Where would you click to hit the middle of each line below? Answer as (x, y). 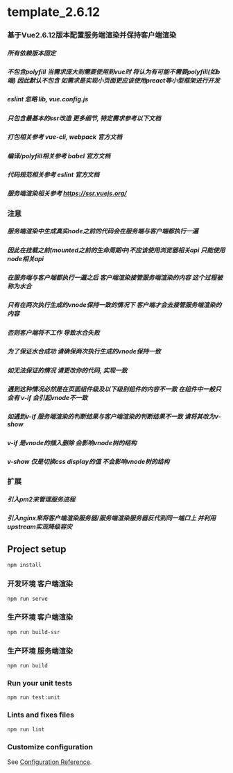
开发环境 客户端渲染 (40, 584)
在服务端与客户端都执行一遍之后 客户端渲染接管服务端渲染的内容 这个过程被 (115, 278)
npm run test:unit (34, 698)
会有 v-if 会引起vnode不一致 (48, 397)
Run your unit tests (40, 683)
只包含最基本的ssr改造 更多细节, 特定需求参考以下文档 (84, 118)
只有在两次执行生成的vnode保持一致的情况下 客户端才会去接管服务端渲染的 (114, 305)
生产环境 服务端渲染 (40, 651)
